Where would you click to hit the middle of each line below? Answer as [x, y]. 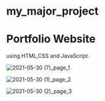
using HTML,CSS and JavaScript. [48, 56]
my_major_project [52, 11]
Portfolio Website [51, 39]
